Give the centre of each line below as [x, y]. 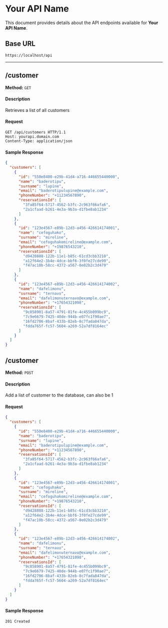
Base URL [20, 44]
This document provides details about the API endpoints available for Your [82, 23]
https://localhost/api [29, 55]
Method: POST [19, 372]
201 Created [17, 621]
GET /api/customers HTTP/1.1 [35, 132]
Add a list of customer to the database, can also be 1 [59, 395]
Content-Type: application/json [39, 141]
